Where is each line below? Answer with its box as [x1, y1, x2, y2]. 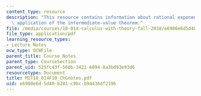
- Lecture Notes [6, 42, 47, 48]
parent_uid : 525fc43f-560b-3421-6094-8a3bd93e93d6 [6, 64, 135, 70]
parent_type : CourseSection [6, 58, 77, 64]
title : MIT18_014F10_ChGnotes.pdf [6, 75, 93, 81]
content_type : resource [6, 8, 66, 15]
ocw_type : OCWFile [6, 48, 52, 54]
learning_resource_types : [6, 36, 71, 42]
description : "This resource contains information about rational [6, 14, 175, 20]
